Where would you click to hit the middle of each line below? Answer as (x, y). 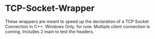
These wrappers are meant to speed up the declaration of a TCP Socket (77, 21)
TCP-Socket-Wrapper (50, 8)
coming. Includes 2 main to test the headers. (50, 31)
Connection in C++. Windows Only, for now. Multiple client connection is (77, 26)
